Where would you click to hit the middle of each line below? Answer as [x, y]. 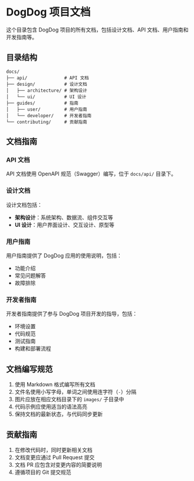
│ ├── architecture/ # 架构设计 [47, 90]
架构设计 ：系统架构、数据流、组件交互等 [64, 217]
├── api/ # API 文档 [48, 78]
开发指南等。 [22, 37]
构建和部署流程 [33, 349]
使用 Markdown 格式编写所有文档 [55, 384]
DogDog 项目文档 [48, 12]
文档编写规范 [29, 369]
